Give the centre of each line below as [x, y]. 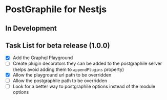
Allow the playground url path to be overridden [62, 74]
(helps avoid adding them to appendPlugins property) [68, 69]
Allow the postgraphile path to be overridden [60, 81]
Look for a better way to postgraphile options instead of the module [84, 86]
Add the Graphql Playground [43, 58]
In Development [31, 28]
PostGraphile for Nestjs [56, 9]
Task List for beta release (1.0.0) [58, 45]
